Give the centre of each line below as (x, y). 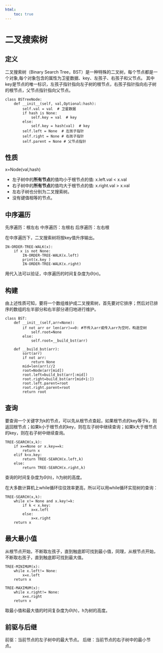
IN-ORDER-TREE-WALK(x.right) (52, 264)
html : (10, 10)
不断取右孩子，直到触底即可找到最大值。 (45, 557)
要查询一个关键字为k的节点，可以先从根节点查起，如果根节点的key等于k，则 (81, 421)
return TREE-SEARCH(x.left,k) (53, 459)
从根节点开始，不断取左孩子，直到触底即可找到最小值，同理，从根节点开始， (81, 551)
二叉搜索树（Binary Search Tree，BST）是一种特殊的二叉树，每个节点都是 (79, 72)
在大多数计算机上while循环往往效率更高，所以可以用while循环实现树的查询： (81, 487)
